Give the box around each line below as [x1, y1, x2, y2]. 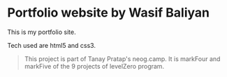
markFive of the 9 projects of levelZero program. [24, 62, 165, 70]
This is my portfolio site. [7, 28, 77, 36]
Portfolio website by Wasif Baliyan [7, 5, 210, 21]
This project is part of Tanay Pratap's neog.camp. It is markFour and [24, 54, 221, 63]
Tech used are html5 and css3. [7, 41, 96, 49]
